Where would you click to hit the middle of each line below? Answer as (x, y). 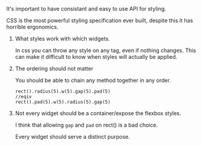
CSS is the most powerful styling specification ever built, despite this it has (100, 20)
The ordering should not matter (54, 68)
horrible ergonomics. (32, 27)
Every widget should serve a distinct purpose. (72, 137)
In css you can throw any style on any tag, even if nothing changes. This (105, 50)
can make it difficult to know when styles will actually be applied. (96, 57)
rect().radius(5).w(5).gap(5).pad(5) (63, 91)
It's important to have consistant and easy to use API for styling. (86, 9)
